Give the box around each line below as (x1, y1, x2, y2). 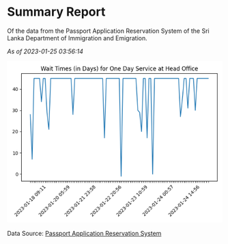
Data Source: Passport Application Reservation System (7, 229, 162, 237)
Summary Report (7, 4, 106, 20)
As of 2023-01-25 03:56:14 (7, 47, 84, 55)
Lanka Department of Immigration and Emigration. (7, 33, 148, 42)
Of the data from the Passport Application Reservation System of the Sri (7, 27, 210, 35)
